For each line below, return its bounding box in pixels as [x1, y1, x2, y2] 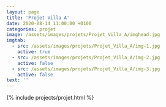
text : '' [6, 77, 29, 83]
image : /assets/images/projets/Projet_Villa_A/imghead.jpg [6, 32, 160, 38]
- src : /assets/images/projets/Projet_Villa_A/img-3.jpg [12, 65, 160, 72]
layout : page [6, 9, 40, 15]
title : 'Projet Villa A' [6, 15, 70, 21]
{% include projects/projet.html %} [6, 94, 94, 101]
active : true [17, 49, 51, 55]
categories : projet [6, 26, 56, 32]
